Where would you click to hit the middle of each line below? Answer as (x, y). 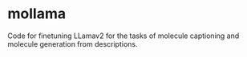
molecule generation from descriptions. (73, 44)
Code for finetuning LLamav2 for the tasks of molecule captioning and (123, 36)
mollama (36, 14)
